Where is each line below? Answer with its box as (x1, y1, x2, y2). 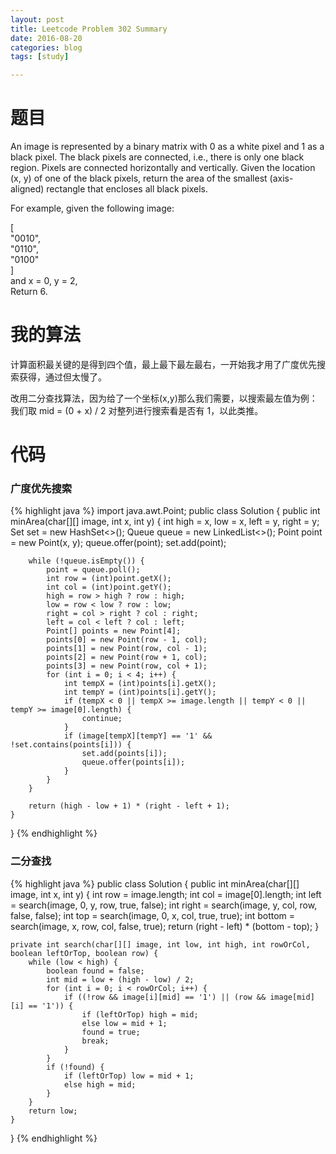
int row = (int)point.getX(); (46, 574, 172, 584)
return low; (28, 1106, 78, 1116)
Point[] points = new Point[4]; (46, 626, 182, 636)
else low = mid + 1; (81, 1018, 168, 1028)
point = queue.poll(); (46, 565, 141, 575)
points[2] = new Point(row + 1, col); (46, 652, 208, 663)
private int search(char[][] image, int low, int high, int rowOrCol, (10, 939, 311, 950)
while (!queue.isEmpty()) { (28, 556, 145, 566)
